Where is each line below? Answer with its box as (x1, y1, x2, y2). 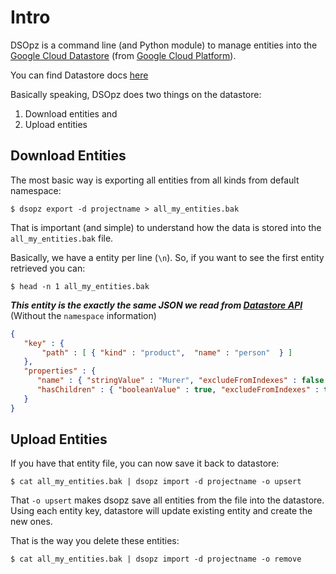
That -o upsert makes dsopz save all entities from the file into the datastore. (10, 494, 325, 506)
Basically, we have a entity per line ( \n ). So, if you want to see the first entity (10, 251, 325, 263)
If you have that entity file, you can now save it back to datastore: (10, 457, 280, 470)
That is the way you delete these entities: (10, 535, 180, 547)
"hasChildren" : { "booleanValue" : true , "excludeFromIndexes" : (36, 385, 320, 395)
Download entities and (24, 107, 118, 120)
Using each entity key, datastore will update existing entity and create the (10, 505, 313, 517)
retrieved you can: (10, 262, 86, 274)
